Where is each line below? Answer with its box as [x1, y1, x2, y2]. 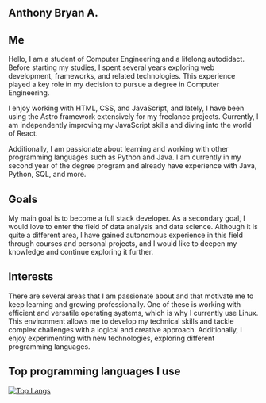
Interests [8, 270, 54, 284]
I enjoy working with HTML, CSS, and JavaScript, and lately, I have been [8, 103, 245, 113]
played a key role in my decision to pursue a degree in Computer [8, 79, 220, 90]
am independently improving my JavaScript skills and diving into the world [8, 121, 252, 130]
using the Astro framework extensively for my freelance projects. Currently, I [8, 112, 259, 121]
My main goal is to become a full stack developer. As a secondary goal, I [8, 213, 245, 223]
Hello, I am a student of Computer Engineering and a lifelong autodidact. [8, 55, 245, 64]
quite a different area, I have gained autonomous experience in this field [8, 230, 244, 240]
